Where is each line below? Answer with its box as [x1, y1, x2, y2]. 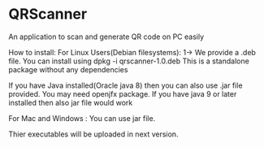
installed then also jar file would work [8, 97, 133, 107]
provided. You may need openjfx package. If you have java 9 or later [8, 89, 237, 98]
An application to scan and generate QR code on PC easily [8, 32, 205, 41]
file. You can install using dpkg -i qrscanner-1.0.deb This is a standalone [8, 56, 249, 66]
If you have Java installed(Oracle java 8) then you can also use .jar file [8, 80, 243, 90]
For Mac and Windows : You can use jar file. [8, 113, 156, 123]
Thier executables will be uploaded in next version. [8, 129, 179, 139]
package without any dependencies [8, 64, 128, 74]
